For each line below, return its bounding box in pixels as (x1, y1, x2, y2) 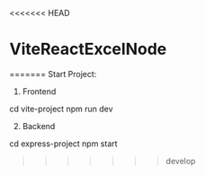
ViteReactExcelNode (9, 39, 167, 59)
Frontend (22, 85, 57, 97)
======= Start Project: (9, 68, 97, 79)
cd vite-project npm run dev (9, 103, 114, 114)
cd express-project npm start (9, 138, 119, 149)
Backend (22, 120, 56, 131)
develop (165, 155, 196, 166)
